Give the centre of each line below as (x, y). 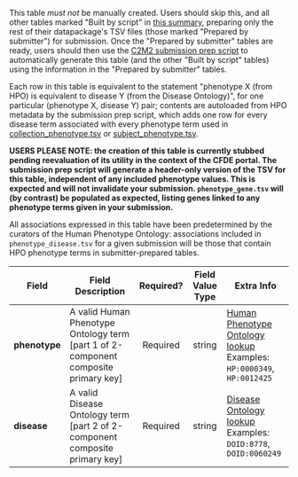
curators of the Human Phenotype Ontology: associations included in (135, 234)
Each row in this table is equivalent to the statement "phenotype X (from (141, 86)
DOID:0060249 (254, 454)
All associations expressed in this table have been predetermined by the (141, 224)
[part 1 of (89, 345)
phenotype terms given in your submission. (91, 207)
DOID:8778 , (248, 444)
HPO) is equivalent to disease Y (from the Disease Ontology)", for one (137, 96)
